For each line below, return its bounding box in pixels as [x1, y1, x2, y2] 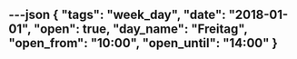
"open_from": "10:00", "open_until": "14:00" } [8, 35, 278, 51]
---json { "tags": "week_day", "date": [8, 7, 226, 23]
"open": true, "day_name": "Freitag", [34, 22, 248, 37]
